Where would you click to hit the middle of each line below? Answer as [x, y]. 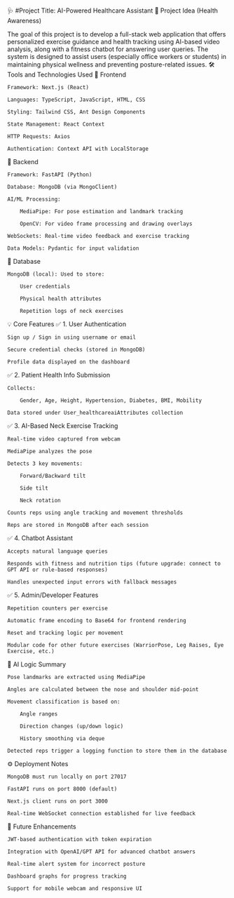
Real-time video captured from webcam [64, 439]
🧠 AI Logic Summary [37, 664]
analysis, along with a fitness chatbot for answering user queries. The [108, 49]
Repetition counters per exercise [58, 608]
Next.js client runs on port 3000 [58, 801]
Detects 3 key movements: [45, 464]
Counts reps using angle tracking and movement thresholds [95, 513]
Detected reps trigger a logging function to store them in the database [117, 751]
